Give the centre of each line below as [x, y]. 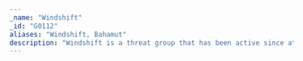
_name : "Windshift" [46, 17]
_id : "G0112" [34, 26]
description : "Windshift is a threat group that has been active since [147, 43]
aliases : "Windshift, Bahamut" [68, 34]
